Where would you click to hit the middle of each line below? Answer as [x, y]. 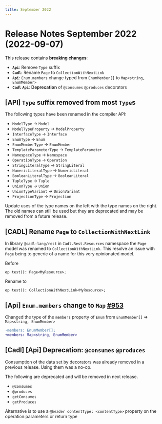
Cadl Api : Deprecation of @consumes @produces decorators [70, 87]
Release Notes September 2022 [71, 33]
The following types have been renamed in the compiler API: [66, 114]
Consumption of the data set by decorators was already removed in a [75, 362]
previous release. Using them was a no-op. [48, 367]
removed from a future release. [36, 216]
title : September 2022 [28, 10]
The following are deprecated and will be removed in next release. [71, 377]
